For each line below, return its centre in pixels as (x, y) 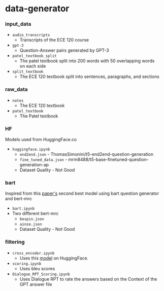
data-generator (37, 9)
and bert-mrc (18, 199)
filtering (15, 242)
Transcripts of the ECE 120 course (54, 40)
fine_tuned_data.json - (43, 160)
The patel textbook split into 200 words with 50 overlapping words (87, 61)
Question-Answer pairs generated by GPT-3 (64, 50)
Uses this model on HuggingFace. (54, 258)
